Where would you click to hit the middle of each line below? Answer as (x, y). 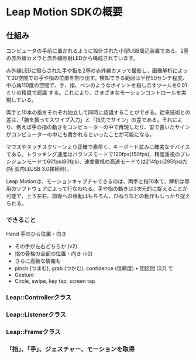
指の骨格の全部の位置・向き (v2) (54, 254)
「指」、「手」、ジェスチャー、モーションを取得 (71, 349)
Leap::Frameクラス (33, 332)
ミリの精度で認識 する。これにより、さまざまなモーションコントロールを (94, 92)
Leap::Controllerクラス (39, 298)
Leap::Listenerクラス (36, 315)
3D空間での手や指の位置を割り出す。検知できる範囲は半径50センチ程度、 (99, 78)
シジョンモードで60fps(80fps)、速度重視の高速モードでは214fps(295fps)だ (97, 161)
